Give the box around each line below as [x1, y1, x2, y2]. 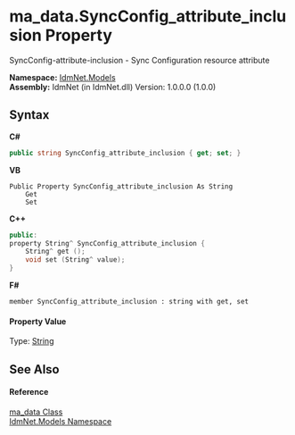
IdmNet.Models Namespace [9, 415, 112, 426]
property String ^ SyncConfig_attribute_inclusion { [9, 238, 205, 247]
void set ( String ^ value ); [25, 255, 126, 264]
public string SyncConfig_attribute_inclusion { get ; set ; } [9, 148, 242, 157]
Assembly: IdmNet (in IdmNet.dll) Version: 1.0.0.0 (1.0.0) [9, 81, 217, 92]
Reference [9, 387, 49, 397]
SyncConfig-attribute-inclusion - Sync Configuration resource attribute [9, 54, 270, 65]
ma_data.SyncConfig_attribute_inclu [9, 6, 287, 27]
